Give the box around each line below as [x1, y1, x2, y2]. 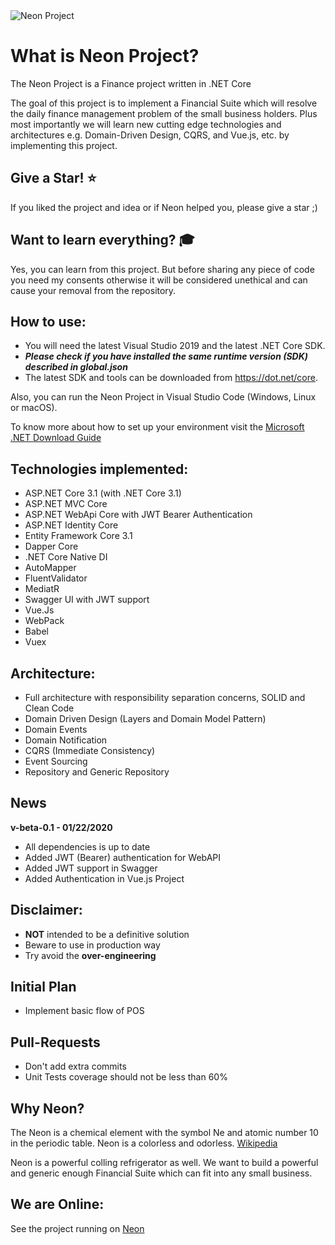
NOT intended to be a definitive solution [24, 928, 190, 940]
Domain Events [24, 724, 88, 735]
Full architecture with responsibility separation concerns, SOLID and [24, 692, 306, 703]
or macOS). [10, 402, 58, 414]
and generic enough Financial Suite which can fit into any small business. [10, 1167, 313, 1179]
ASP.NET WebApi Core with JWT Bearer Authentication [24, 509, 253, 521]
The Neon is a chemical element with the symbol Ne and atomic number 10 [10, 1127, 319, 1139]
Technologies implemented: [10, 460, 189, 478]
